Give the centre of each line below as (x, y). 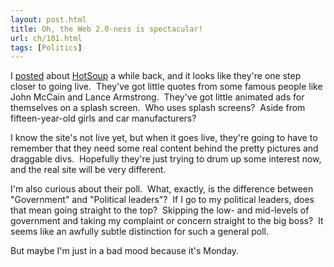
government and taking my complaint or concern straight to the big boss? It (167, 221)
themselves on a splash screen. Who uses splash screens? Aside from (158, 108)
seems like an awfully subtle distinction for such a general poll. (140, 232)
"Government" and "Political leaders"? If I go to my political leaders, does (162, 200)
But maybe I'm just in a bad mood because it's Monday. (125, 251)
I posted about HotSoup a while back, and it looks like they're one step (156, 76)
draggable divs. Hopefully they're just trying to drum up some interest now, (166, 159)
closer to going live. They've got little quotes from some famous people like (166, 87)
